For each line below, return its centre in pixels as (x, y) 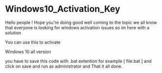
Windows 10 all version (28, 52)
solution (13, 33)
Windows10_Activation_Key (63, 9)
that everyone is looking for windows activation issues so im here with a (77, 27)
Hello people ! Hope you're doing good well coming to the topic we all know (81, 22)
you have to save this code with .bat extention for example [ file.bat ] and (79, 61)
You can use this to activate (33, 42)
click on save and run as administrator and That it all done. (64, 66)
